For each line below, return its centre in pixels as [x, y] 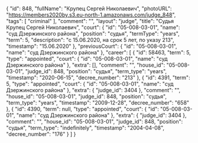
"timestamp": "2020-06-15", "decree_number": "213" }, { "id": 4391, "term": [98, 77]
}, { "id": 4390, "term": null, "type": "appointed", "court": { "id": [83, 109]
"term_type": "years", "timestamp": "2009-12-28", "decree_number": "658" [98, 103]
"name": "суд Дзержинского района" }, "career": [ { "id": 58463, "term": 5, [98, 52]
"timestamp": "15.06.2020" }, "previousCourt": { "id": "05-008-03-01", [92, 46]
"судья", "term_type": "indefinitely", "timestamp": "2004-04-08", [85, 128]
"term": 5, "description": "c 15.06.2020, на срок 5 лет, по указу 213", [90, 40]
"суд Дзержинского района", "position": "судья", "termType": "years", [93, 34]
